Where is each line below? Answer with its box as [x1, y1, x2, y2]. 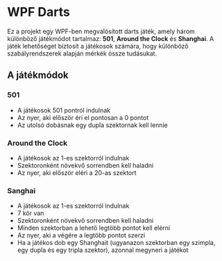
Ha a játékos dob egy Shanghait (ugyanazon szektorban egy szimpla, [17, 239, 216, 247]
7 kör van [17, 209, 44, 217]
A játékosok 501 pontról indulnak [17, 106, 111, 115]
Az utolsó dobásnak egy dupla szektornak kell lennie [17, 121, 168, 129]
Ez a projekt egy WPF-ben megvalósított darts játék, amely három [7, 27, 196, 35]
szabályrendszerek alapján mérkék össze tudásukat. [7, 49, 157, 58]
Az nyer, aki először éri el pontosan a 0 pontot [17, 113, 149, 121]
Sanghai [7, 185, 36, 195]
